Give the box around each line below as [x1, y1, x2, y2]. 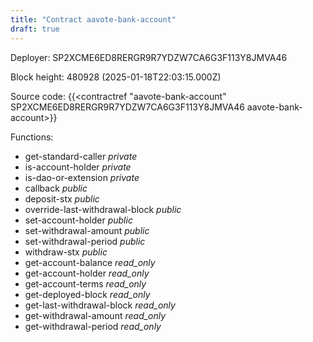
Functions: [10, 131, 54, 143]
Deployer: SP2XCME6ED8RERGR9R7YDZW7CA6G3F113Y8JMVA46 [10, 51, 288, 63]
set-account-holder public [24, 214, 133, 226]
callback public [24, 182, 88, 194]
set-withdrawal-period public [24, 235, 146, 247]
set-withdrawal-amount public [24, 224, 150, 236]
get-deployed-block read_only [24, 288, 151, 300]
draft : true [10, 24, 60, 34]
